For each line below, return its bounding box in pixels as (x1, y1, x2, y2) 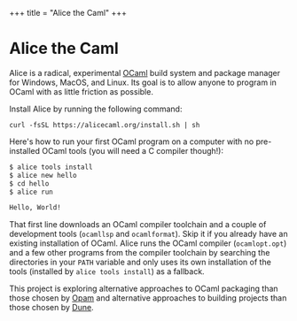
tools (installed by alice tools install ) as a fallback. (9, 266, 206, 277)
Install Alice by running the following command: (9, 103, 183, 114)
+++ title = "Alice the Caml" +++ (9, 8, 127, 18)
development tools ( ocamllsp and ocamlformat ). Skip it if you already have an (9, 229, 288, 240)
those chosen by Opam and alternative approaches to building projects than (9, 293, 287, 303)
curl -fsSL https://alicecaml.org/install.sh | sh (9, 120, 200, 129)
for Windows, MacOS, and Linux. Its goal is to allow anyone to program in (9, 77, 277, 88)
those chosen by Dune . (9, 302, 95, 313)
